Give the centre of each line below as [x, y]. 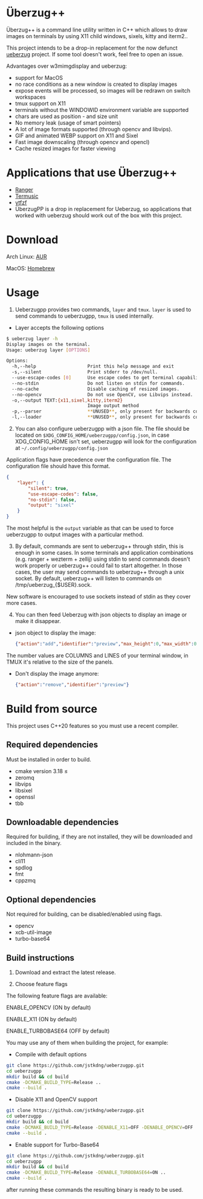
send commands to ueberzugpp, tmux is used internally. [84, 316]
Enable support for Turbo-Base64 [57, 1145]
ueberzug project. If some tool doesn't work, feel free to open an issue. [95, 54]
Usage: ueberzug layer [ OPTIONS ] [48, 350]
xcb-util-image [34, 932]
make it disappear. [38, 621]
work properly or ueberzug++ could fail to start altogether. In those [98, 565]
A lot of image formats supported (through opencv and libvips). [94, 129]
